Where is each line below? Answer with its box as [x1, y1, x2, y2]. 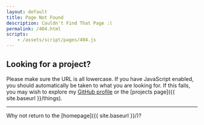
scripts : [6, 31, 29, 37]
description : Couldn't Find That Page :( [6, 20, 113, 26]
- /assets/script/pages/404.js [17, 37, 97, 43]
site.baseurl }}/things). [6, 94, 63, 101]
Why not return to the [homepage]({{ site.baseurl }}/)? [6, 112, 141, 119]
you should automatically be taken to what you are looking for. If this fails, [6, 82, 191, 89]
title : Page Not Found [6, 14, 64, 21]
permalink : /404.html [6, 25, 61, 32]
